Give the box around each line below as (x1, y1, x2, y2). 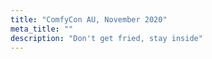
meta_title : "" (10, 24, 74, 34)
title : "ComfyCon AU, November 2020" (10, 14, 168, 25)
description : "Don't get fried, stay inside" (10, 33, 203, 43)
